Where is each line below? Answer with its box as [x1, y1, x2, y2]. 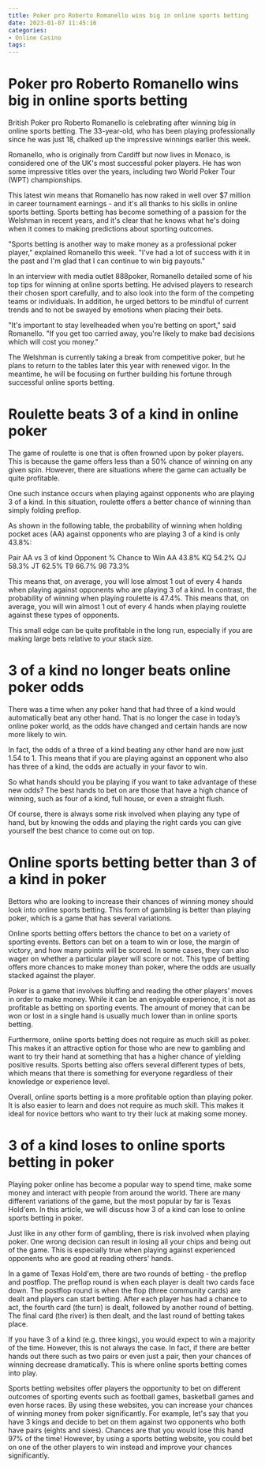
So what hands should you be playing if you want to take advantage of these [8, 777, 257, 786]
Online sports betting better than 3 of [8, 854, 257, 871]
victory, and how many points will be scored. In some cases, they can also [8, 945, 250, 954]
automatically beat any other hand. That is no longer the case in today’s [8, 713, 241, 722]
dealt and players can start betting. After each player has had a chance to [8, 1293, 248, 1304]
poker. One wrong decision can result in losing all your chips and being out [8, 1237, 251, 1246]
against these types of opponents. [8, 610, 120, 619]
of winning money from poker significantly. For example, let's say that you [8, 1408, 248, 1418]
